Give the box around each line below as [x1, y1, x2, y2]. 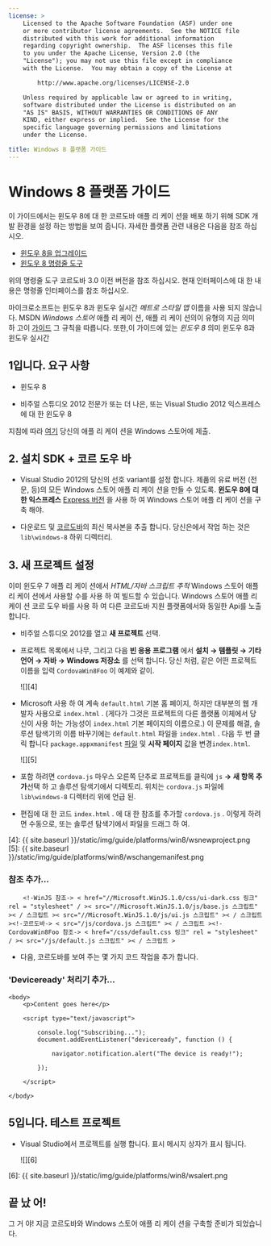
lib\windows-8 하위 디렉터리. [19, 532, 113, 542]
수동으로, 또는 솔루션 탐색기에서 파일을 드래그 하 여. [28, 819, 190, 829]
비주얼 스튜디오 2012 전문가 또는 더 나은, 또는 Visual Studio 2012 [19, 398, 227, 408]
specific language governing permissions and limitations [23, 123, 222, 131]
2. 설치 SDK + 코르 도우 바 [8, 452, 131, 465]
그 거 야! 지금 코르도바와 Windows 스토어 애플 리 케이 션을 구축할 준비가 [8, 1219, 235, 1228]
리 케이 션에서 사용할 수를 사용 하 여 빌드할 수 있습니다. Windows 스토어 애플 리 [8, 591, 258, 601]
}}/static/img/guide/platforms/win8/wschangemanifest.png [8, 852, 204, 862]
